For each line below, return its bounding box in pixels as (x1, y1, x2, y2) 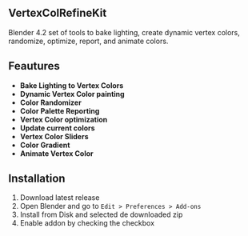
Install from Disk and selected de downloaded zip (19, 210, 183, 219)
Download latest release (19, 193, 100, 202)
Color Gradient (19, 140, 70, 150)
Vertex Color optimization (19, 114, 108, 124)
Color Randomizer (19, 98, 82, 107)
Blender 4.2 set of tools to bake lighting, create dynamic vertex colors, (8, 27, 240, 37)
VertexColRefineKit (8, 6, 107, 20)
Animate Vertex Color (19, 148, 94, 158)
